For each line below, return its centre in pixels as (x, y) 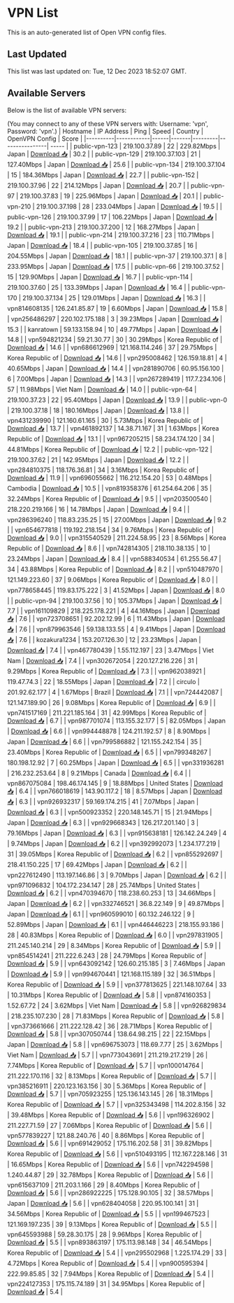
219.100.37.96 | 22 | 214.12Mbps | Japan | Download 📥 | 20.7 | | (98, 185)
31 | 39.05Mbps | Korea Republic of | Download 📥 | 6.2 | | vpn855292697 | (115, 854)
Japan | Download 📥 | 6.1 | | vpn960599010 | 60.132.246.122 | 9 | (101, 914)
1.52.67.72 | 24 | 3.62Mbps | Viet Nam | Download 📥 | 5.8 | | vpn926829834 (117, 1005)
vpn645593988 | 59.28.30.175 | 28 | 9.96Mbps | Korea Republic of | (105, 1234)
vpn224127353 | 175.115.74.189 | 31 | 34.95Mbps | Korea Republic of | (106, 1283)
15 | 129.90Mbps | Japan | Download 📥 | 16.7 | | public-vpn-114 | (100, 277)
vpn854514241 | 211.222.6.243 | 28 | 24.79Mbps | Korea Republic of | (107, 955)
